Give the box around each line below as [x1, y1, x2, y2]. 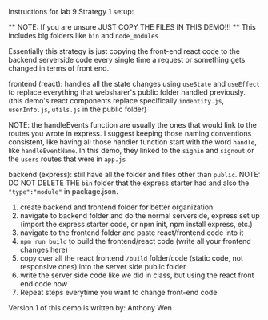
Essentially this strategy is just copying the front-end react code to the [8, 47, 240, 55]
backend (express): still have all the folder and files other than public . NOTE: [8, 170, 261, 179]
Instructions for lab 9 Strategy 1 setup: [8, 7, 134, 16]
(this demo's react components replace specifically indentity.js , [8, 96, 225, 105]
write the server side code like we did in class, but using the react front [19, 270, 254, 280]
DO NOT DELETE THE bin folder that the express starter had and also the [8, 178, 250, 188]
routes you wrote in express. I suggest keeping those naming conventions [8, 128, 252, 138]
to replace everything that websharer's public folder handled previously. [8, 87, 246, 97]
